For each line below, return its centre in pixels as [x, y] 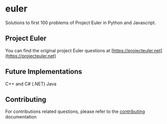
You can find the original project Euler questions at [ [59, 50]
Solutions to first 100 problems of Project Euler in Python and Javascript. [81, 23]
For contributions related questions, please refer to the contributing [75, 111]
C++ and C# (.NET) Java [31, 84]
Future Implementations [44, 72]
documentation [21, 117]
